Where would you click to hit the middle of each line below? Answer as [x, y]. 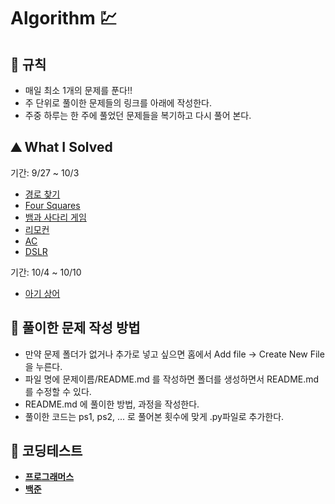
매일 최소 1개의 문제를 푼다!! [78, 90]
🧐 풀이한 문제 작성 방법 [75, 328]
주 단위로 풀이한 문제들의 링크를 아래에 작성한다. [118, 103]
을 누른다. [43, 366]
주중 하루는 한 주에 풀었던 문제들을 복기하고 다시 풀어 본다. [138, 115]
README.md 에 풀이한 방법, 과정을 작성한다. [112, 404]
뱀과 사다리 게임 [55, 217]
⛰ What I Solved [61, 147]
